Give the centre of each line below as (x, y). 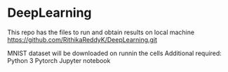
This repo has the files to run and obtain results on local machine (101, 32)
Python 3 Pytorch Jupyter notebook (59, 60)
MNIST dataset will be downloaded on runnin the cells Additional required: (115, 53)
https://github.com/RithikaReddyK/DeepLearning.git (82, 39)
